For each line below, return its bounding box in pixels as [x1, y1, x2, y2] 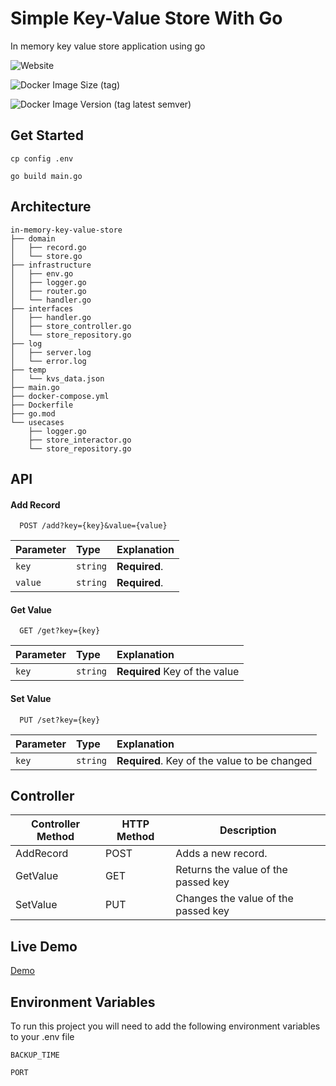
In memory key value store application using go [10, 40, 206, 52]
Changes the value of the [175, 892, 294, 906]
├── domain [10, 233, 56, 244]
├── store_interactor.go [28, 435, 132, 445]
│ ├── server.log [10, 347, 92, 357]
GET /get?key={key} [19, 626, 101, 636]
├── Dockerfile [10, 400, 74, 410]
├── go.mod [10, 408, 56, 419]
